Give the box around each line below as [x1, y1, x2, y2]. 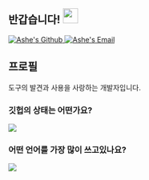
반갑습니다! [8, 13, 61, 26]
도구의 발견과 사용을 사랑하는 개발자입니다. [8, 82, 142, 92]
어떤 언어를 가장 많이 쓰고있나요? [8, 144, 127, 155]
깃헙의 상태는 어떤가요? [8, 105, 93, 116]
